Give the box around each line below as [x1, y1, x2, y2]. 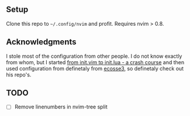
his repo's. [6, 71, 32, 78]
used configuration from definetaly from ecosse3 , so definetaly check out [6, 65, 184, 72]
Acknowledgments [6, 37, 77, 47]
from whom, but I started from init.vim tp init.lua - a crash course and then [6, 58, 185, 66]
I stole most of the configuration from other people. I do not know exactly [6, 52, 182, 59]
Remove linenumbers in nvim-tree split [14, 103, 108, 110]
